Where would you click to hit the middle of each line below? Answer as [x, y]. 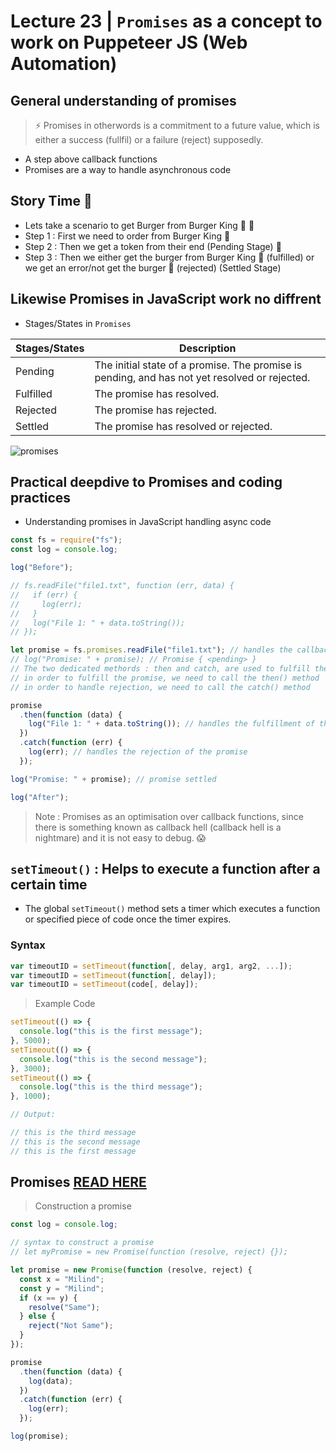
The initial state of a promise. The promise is [198, 365]
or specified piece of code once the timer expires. [128, 919]
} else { [37, 1316]
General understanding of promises [123, 100]
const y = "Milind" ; [62, 1288]
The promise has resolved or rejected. [183, 426]
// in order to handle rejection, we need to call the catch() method [160, 687]
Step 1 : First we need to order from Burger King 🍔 [127, 236]
